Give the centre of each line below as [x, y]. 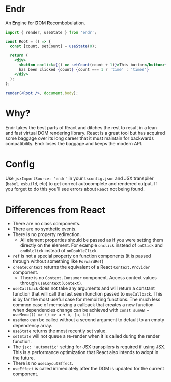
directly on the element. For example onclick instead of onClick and [91, 245]
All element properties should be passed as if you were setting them [92, 240]
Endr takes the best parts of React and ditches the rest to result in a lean [81, 127]
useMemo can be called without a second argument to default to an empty [88, 320]
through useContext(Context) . [51, 283]
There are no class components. [47, 224]
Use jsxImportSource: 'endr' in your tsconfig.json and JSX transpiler [79, 178]
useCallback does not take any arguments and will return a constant [84, 288]
